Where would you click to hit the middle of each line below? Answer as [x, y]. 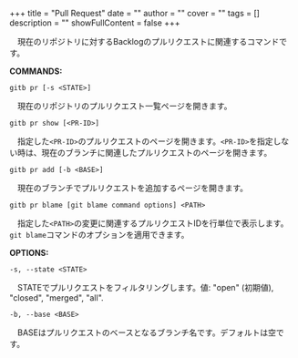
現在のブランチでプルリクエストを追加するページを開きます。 [133, 188]
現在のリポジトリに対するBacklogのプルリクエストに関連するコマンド [149, 41]
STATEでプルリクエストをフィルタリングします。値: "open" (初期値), [146, 287]
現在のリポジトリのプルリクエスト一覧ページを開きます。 [125, 106]
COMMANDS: [36, 71]
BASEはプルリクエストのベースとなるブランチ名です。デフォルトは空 [147, 332]
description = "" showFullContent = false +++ [95, 23]
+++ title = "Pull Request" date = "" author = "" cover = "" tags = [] [134, 13]
